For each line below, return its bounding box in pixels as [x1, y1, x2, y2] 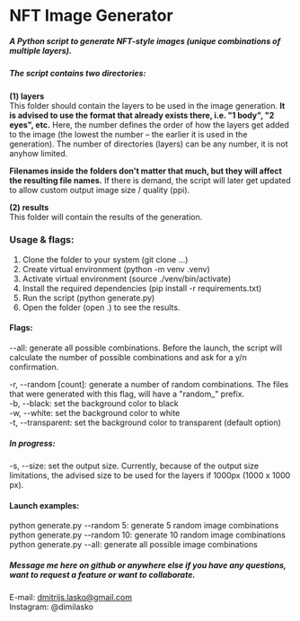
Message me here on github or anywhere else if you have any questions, [9, 559, 287, 571]
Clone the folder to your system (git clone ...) [22, 253, 189, 265]
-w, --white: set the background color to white [9, 408, 181, 419]
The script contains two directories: [9, 68, 146, 79]
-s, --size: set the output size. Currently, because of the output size [9, 460, 259, 471]
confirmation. [9, 361, 59, 373]
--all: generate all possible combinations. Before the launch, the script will [9, 342, 283, 353]
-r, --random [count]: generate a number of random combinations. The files [9, 379, 289, 390]
